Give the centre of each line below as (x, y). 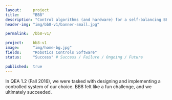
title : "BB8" (25, 15)
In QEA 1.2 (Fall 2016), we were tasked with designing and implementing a (83, 81)
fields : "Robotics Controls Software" (51, 52)
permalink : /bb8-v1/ (28, 34)
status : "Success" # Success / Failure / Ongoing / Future (74, 57)
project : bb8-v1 (26, 43)
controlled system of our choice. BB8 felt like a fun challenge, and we (79, 86)
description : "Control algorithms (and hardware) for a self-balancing (83, 19)
